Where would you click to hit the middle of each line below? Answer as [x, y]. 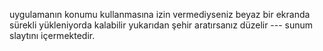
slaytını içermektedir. [52, 35]
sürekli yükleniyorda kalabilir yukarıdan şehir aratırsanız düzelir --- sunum [161, 25]
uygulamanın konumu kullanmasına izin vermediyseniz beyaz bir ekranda [160, 14]
